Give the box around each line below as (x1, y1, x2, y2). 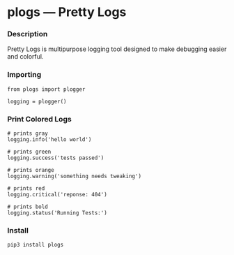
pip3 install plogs (7, 242, 64, 249)
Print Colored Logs (7, 114, 72, 124)
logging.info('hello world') (7, 136, 92, 143)
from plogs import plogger (7, 85, 86, 93)
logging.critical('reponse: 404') (7, 191, 108, 198)
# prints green (7, 148, 52, 156)
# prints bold (7, 203, 49, 210)
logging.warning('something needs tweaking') (7, 173, 141, 180)
